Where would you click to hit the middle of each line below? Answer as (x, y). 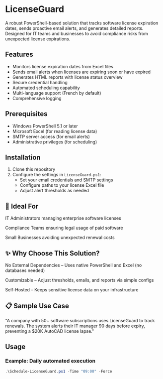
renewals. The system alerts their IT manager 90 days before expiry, (75, 326)
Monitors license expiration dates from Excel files (63, 66)
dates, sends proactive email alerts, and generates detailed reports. (74, 28)
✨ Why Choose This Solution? (52, 253)
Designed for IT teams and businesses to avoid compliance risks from (77, 33)
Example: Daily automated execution (50, 361)
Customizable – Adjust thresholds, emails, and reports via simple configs (80, 280)
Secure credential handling (40, 82)
